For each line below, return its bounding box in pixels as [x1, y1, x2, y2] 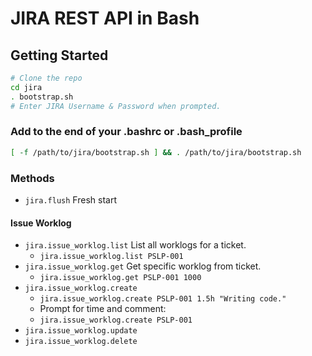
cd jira [10, 82, 43, 92]
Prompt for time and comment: [39, 303, 167, 315]
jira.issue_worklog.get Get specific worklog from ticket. [24, 260, 262, 272]
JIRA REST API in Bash [10, 7, 200, 30]
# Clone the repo [10, 73, 83, 83]
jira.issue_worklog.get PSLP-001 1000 [39, 273, 202, 283]
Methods [10, 171, 55, 185]
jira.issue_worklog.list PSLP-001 [39, 252, 184, 262]
